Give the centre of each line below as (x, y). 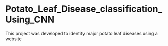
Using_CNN (30, 20)
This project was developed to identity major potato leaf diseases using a (81, 33)
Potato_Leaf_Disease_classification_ (84, 9)
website (13, 39)
